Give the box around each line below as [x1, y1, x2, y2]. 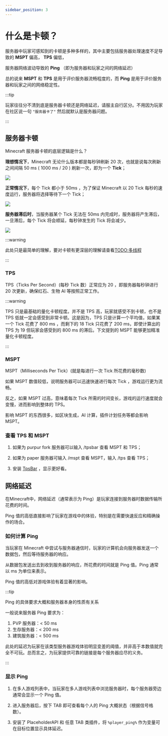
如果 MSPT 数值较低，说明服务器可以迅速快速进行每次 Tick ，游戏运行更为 [5, 378, 158, 384]
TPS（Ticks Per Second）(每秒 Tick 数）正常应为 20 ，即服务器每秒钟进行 [5, 281, 158, 287]
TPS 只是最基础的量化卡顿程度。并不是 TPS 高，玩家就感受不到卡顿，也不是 [5, 308, 161, 314]
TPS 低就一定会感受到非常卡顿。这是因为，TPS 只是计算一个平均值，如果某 [5, 314, 160, 320]
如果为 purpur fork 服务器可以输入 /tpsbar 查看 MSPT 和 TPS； [12, 444, 142, 450]
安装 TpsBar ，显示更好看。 [12, 465, 69, 471]
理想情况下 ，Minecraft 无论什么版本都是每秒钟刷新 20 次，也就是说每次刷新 [5, 158, 161, 165]
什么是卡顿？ [5, 30, 58, 41]
